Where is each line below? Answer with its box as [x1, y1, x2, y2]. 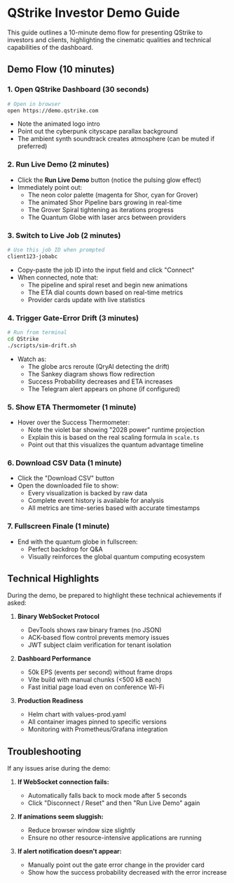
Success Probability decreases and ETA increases [27, 377, 173, 386]
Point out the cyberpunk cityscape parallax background [17, 127, 179, 136]
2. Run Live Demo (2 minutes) [7, 159, 110, 169]
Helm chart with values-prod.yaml [27, 710, 126, 719]
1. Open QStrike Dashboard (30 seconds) [7, 84, 149, 94]
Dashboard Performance [17, 655, 91, 663]
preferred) [17, 142, 48, 150]
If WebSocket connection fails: [17, 778, 110, 786]
